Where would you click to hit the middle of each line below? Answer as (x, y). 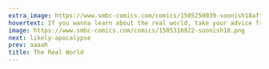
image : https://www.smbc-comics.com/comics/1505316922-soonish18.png (127, 30)
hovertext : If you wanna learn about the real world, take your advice (130, 23)
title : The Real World (46, 52)
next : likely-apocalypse (50, 38)
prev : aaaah (28, 45)
